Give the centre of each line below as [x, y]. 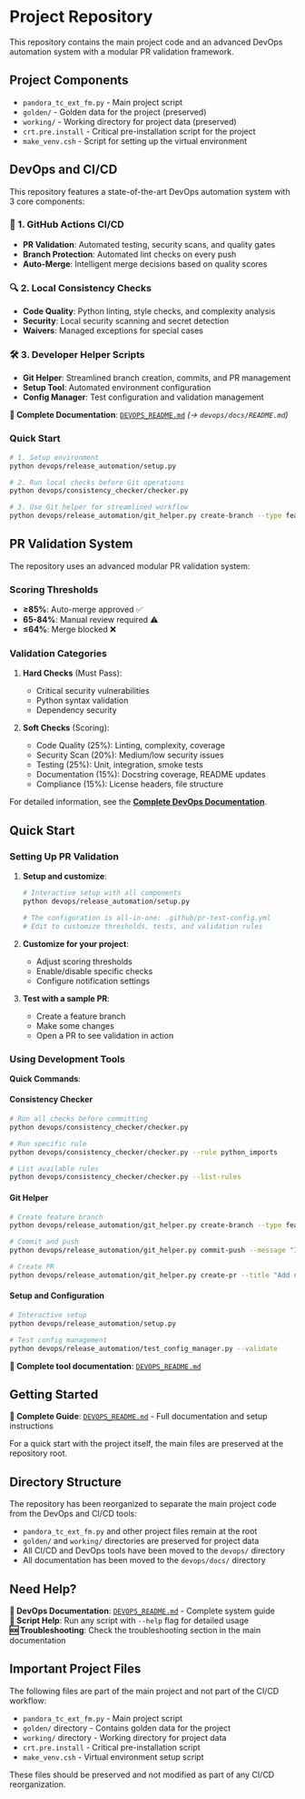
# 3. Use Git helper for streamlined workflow [99, 507]
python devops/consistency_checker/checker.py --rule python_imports [144, 1152]
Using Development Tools [67, 1059]
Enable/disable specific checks [94, 971]
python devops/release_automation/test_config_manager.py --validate [144, 1348]
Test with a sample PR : [66, 998]
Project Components [69, 81]
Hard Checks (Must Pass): [72, 673]
